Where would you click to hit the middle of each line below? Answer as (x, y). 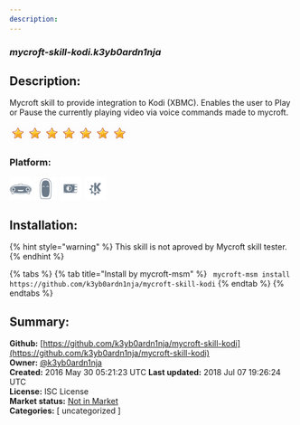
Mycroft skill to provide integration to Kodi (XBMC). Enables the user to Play (150, 103)
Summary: (39, 321)
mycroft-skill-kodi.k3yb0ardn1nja (85, 52)
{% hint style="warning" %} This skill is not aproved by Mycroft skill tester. (148, 247)
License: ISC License (49, 392)
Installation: (44, 226)
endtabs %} (32, 293)
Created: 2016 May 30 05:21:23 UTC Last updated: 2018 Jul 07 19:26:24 (145, 373)
